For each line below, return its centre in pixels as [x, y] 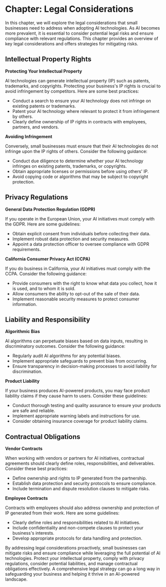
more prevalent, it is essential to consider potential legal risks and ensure [80, 33]
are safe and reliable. [34, 411]
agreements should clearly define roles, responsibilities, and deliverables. [80, 463]
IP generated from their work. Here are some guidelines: [62, 513]
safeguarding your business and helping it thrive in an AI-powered [72, 574]
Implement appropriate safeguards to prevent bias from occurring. [80, 361]
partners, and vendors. [36, 127]
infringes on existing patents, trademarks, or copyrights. [69, 166]
